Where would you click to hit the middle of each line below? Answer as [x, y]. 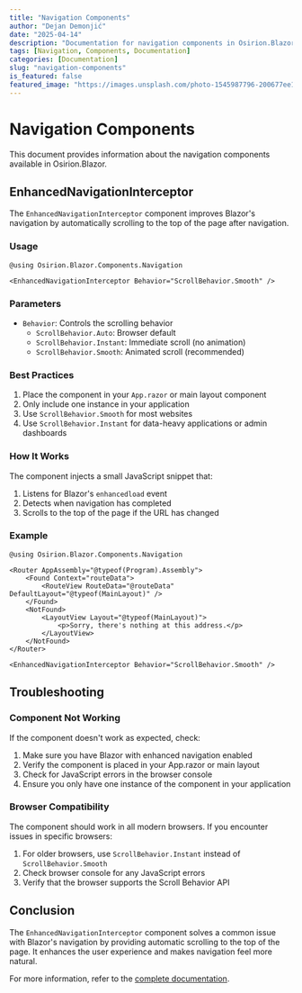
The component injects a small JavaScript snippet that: [111, 476]
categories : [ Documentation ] [64, 59]
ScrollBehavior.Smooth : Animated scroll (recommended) [140, 351]
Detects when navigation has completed [97, 503]
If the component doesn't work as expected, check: [105, 737]
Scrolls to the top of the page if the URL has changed [121, 512]
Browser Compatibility [59, 807]
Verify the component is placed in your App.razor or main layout [141, 764]
